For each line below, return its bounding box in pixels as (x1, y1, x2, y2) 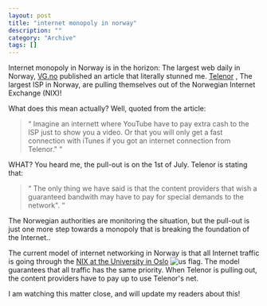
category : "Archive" (8, 33, 77, 42)
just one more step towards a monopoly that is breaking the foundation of (8, 224, 249, 234)
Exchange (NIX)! (8, 88, 62, 98)
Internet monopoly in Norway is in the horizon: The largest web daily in (8, 63, 241, 72)
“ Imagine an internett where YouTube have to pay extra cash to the (27, 119, 249, 129)
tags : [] (8, 41, 37, 49)
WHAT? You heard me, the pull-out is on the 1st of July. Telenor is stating (8, 160, 248, 169)
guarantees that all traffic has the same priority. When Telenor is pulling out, (8, 265, 257, 275)
